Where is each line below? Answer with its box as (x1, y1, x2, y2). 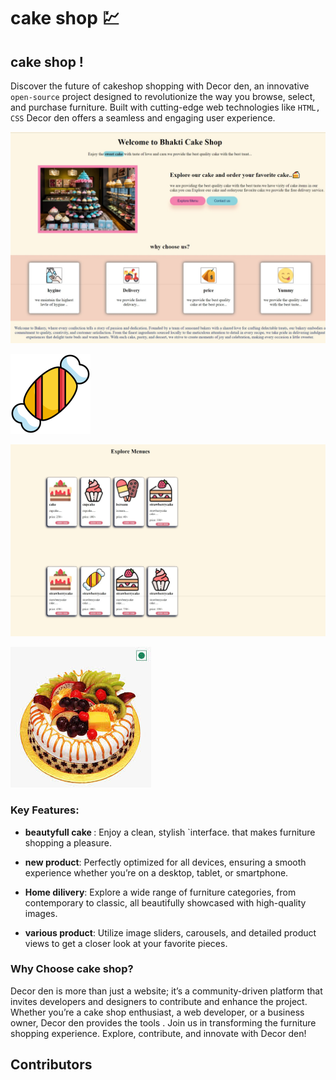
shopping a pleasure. (24, 836, 113, 849)
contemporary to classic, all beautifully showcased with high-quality (24, 896, 307, 909)
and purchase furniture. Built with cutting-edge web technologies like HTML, (10, 101, 321, 113)
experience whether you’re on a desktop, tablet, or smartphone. (24, 866, 289, 879)
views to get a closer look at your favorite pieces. (24, 937, 228, 949)
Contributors (10, 1056, 93, 1074)
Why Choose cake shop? (10, 962, 134, 976)
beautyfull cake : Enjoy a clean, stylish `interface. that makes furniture (24, 826, 316, 838)
